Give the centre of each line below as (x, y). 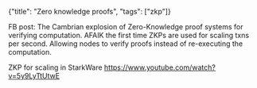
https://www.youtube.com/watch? (160, 67)
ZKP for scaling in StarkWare (55, 67)
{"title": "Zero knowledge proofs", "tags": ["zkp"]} (90, 11)
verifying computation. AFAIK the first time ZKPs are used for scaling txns (128, 35)
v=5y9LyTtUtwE (34, 76)
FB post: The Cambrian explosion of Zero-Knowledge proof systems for (126, 27)
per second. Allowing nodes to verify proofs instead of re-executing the (126, 44)
